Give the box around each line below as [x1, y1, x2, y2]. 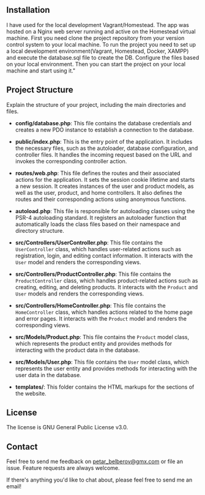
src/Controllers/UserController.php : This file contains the [15, 239, 163, 246]
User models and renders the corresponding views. [15, 290, 144, 297]
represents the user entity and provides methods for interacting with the [15, 365, 197, 372]
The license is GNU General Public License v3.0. [6, 424, 129, 431]
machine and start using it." [6, 67, 75, 74]
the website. [15, 389, 47, 397]
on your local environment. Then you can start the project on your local [6, 60, 185, 68]
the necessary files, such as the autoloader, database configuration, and [15, 144, 198, 152]
